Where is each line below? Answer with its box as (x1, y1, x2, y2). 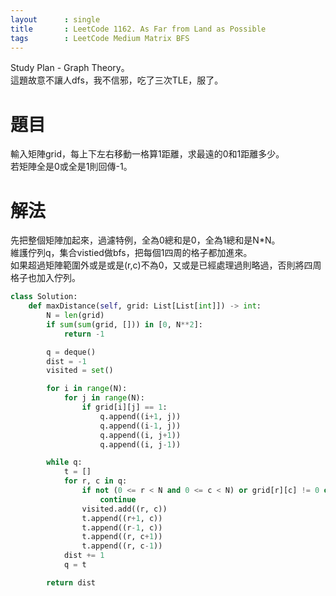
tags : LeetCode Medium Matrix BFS (10, 33, 190, 43)
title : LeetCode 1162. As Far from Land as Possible (10, 24, 267, 34)
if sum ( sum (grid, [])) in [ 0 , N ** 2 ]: (46, 319, 203, 330)
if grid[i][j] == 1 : (81, 402, 168, 412)
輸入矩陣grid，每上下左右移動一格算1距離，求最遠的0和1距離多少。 (10, 148, 285, 160)
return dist (46, 577, 97, 588)
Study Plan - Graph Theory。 (10, 62, 130, 74)
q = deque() (46, 347, 97, 357)
